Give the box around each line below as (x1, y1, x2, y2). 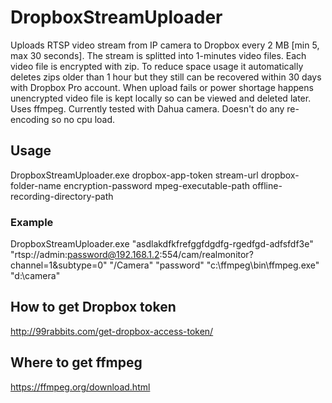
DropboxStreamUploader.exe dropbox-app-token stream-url (10, 169, 259, 181)
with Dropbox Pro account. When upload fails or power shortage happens (10, 81, 314, 93)
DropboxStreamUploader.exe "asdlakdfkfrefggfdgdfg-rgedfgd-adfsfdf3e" (10, 238, 314, 250)
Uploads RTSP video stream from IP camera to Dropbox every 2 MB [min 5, (10, 39, 320, 51)
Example (10, 215, 54, 229)
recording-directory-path (10, 190, 114, 202)
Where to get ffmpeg (10, 354, 143, 371)
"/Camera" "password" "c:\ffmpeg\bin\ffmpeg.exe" (109, 259, 320, 271)
